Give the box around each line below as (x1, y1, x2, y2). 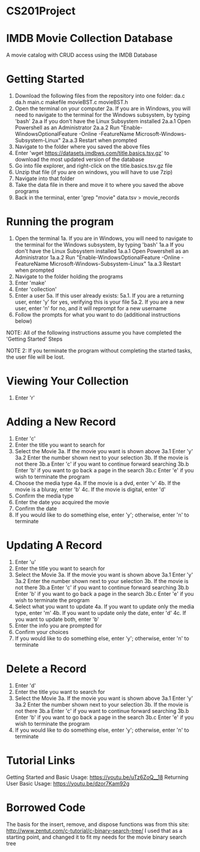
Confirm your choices (14, 628, 69, 635)
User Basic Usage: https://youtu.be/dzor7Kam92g (6, 780, 130, 787)
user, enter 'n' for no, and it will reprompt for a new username (14, 305, 167, 312)
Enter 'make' (14, 280, 47, 286)
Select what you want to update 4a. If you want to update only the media (14, 603, 195, 610)
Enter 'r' (14, 394, 35, 401)
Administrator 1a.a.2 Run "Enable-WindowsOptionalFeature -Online (14, 254, 180, 261)
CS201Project (6, 4, 76, 18)
